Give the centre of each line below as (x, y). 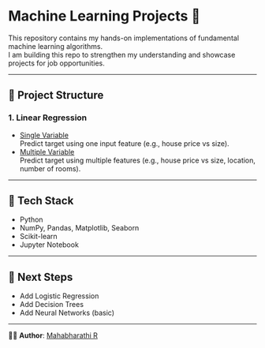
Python (31, 219)
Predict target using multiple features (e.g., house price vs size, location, (138, 160)
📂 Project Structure (56, 95)
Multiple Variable (47, 152)
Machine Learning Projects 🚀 (105, 16)
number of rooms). (50, 168)
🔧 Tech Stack (41, 201)
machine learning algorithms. (56, 46)
